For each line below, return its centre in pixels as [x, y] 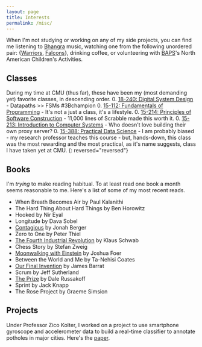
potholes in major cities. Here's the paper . [58, 337]
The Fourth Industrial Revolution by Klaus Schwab [77, 240]
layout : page [23, 12]
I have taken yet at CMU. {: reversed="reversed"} [67, 151]
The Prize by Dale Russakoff [50, 279]
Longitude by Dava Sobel [46, 221]
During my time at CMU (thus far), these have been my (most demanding [97, 93]
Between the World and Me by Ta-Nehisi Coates [75, 259]
